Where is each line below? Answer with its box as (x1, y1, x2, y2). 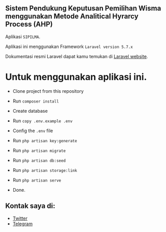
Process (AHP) (5, 20, 53, 29)
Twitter (12, 215, 28, 221)
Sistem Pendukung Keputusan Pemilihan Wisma (5, 4, 161, 13)
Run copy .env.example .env (12, 117, 73, 124)
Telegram (12, 220, 33, 226)
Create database (12, 108, 48, 114)
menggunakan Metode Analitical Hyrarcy (5, 12, 139, 21)
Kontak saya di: (5, 201, 56, 211)
